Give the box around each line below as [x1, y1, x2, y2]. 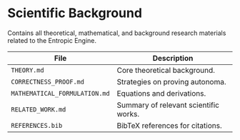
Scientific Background [7, 5, 143, 21]
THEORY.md [11, 66, 44, 74]
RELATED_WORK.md [11, 105, 66, 114]
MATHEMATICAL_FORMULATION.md [11, 89, 110, 97]
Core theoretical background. [116, 65, 216, 75]
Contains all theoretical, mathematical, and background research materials [7, 29, 226, 37]
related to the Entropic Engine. [7, 36, 97, 44]
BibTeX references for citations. [116, 120, 223, 130]
